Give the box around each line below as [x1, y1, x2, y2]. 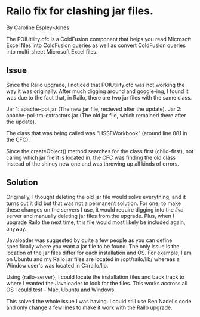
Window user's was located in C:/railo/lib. [6, 262, 109, 269]
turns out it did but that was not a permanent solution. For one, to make [6, 200, 181, 207]
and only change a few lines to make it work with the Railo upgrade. [6, 304, 173, 311]
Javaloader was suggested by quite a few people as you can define [6, 237, 173, 244]
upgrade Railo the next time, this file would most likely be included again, [6, 219, 186, 226]
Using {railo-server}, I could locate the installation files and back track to [6, 273, 185, 281]
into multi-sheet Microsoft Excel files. [6, 48, 98, 55]
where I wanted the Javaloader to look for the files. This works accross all [6, 279, 188, 287]
